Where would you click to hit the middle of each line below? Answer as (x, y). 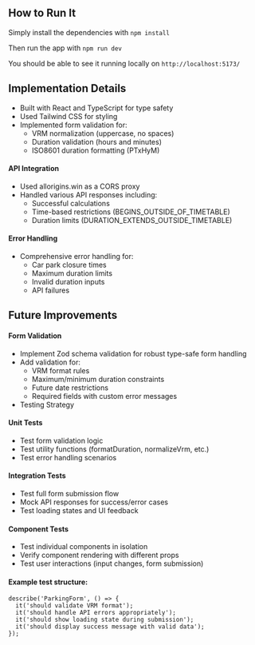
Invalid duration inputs (68, 282)
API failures (51, 290)
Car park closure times (69, 265)
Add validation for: (50, 362)
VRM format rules (61, 370)
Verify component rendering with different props (99, 555)
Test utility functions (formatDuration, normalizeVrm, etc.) (114, 449)
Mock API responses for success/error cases (94, 502)
